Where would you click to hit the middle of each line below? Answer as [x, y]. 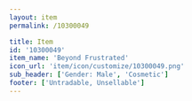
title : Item [31, 42]
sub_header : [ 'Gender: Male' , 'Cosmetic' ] [89, 75]
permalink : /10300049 [49, 26]
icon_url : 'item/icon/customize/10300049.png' [97, 66]
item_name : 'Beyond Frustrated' [69, 58]
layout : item [33, 17]
